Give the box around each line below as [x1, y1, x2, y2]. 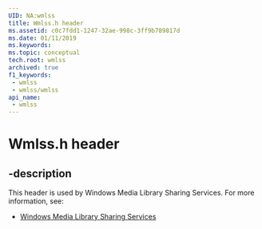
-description [8, 167, 72, 180]
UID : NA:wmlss [8, 11, 56, 20]
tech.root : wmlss [8, 57, 66, 65]
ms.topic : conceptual [8, 49, 81, 57]
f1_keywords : [8, 71, 52, 79]
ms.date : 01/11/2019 [8, 34, 77, 42]
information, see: [8, 196, 64, 206]
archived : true [8, 64, 59, 72]
